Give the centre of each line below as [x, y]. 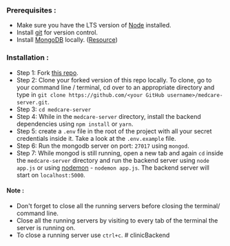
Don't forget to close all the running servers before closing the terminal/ [118, 205]
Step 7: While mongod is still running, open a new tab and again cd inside [120, 153]
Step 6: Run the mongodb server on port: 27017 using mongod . [103, 146]
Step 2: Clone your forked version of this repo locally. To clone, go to [114, 80]
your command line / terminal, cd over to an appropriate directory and [115, 87]
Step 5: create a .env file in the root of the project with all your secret [114, 131]
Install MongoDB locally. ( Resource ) [67, 40]
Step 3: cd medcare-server [54, 109]
